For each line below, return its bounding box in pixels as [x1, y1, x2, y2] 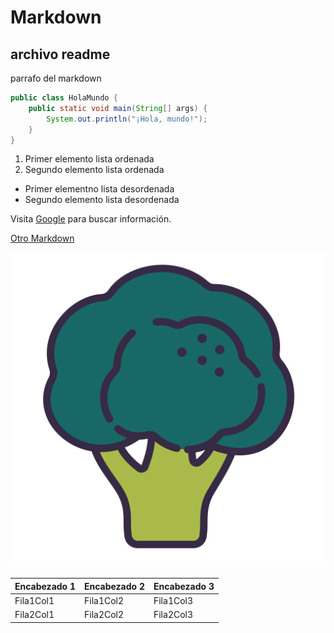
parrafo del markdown [10, 72, 102, 84]
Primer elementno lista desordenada [24, 183, 175, 195]
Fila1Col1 [14, 595, 55, 607]
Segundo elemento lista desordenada [24, 194, 180, 206]
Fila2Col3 [153, 609, 194, 621]
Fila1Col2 [83, 595, 125, 607]
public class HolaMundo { [10, 93, 118, 103]
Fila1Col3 [153, 595, 194, 607]
